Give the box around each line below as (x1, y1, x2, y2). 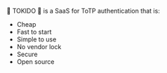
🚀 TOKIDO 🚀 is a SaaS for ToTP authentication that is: (6, 7, 161, 15)
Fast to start (16, 28, 52, 36)
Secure (16, 50, 38, 58)
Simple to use (16, 35, 57, 44)
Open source (16, 58, 55, 66)
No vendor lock (16, 43, 62, 51)
